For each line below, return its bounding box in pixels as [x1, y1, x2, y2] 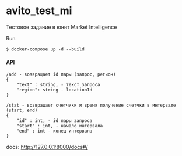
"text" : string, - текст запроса [16, 82, 100, 88]
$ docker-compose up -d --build [6, 46, 85, 52]
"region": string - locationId [16, 87, 93, 93]
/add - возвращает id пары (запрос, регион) [6, 72, 116, 77]
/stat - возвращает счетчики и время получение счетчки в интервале [6, 103, 176, 108]
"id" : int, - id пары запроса [16, 118, 93, 124]
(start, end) [6, 107, 38, 114]
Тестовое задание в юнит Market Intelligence [6, 23, 117, 30]
